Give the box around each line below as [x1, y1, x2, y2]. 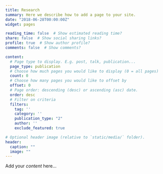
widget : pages [5, 21, 36, 27]
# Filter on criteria [10, 97, 56, 102]
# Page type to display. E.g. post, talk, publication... [10, 59, 136, 64]
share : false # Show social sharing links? [5, 36, 102, 41]
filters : [10, 102, 29, 107]
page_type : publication [10, 64, 60, 69]
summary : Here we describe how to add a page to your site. [5, 12, 136, 17]
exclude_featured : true [14, 126, 65, 131]
